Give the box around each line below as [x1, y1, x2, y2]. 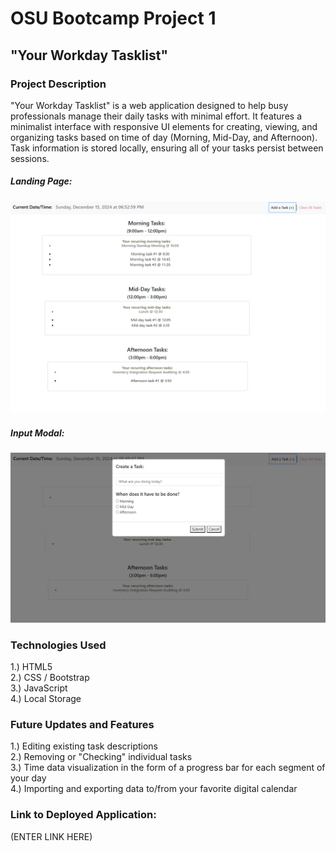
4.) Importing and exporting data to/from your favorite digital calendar [10, 783, 298, 795]
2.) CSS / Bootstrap [10, 671, 90, 683]
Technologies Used [10, 638, 107, 652]
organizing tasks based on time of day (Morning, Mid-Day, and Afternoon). [10, 131, 318, 143]
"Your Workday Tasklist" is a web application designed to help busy [10, 99, 289, 111]
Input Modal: [10, 427, 65, 439]
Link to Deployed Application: [10, 808, 157, 822]
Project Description [10, 77, 107, 91]
